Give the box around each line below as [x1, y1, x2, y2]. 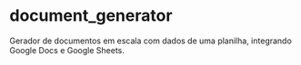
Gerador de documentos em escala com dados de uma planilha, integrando [9, 35, 293, 46]
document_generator [9, 5, 173, 26]
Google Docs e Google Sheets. [9, 44, 125, 55]
